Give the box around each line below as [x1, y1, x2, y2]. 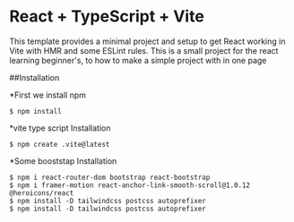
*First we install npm [9, 90, 87, 100]
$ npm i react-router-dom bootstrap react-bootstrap [9, 173, 211, 182]
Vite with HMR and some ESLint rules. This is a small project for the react [9, 45, 279, 55]
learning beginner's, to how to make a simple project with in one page [9, 55, 267, 65]
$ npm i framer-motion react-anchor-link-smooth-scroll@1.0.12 [9, 181, 251, 190]
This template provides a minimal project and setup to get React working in [9, 36, 286, 47]
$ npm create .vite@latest [9, 140, 110, 149]
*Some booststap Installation [9, 155, 117, 166]
